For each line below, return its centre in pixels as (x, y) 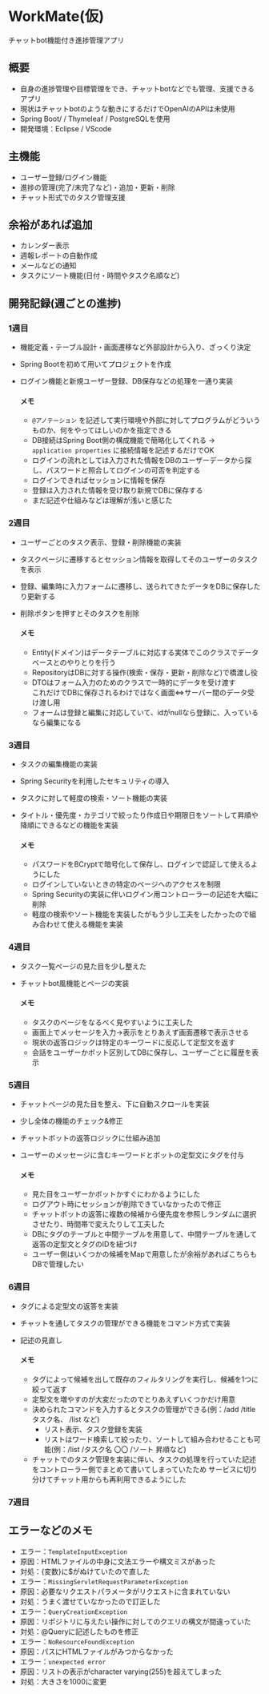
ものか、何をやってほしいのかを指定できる (102, 430)
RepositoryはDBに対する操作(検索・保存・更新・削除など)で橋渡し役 (145, 672)
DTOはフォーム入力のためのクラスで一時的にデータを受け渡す (134, 682)
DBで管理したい (58, 1264)
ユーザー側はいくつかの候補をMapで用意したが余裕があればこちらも (145, 1254)
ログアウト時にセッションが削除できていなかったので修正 (126, 1204)
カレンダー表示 (44, 246)
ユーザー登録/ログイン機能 (63, 177)
